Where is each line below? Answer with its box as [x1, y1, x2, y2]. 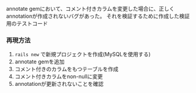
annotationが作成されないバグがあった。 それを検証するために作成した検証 [6, 12, 190, 20]
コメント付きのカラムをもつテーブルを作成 [14, 66, 119, 73]
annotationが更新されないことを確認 [14, 81, 104, 88]
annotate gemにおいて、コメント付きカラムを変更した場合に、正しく [6, 5, 175, 12]
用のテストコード [6, 20, 48, 27]
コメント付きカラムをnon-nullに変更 [14, 73, 103, 80]
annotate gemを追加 [14, 58, 65, 65]
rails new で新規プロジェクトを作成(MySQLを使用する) [14, 51, 151, 58]
